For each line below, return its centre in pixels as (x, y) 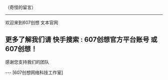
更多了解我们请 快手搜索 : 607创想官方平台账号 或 (81, 40)
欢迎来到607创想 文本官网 (32, 22)
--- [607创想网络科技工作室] (34, 72)
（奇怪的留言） (20, 7)
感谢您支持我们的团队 (27, 62)
